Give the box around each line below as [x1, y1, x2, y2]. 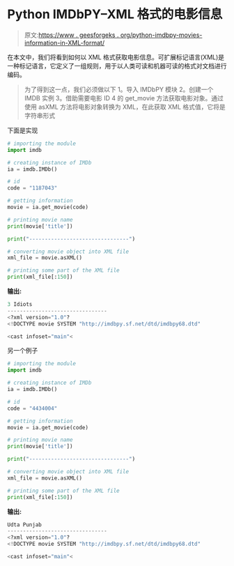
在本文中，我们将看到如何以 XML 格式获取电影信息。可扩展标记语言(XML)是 [7, 53, 225, 61]
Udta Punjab [7, 521, 42, 528]
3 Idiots [7, 301, 33, 308]
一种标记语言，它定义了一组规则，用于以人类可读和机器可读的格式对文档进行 [7, 61, 227, 70]
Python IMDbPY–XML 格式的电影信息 [7, 6, 223, 22]
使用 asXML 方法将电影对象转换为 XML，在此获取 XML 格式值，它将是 [24, 102, 226, 111]
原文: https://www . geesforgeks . [24, 31, 119, 39]
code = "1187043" [7, 185, 58, 192]
